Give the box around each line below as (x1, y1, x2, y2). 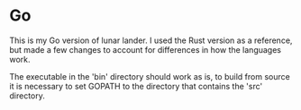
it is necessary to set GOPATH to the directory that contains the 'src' (9, 80, 263, 91)
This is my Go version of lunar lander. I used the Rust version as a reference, (9, 35, 293, 46)
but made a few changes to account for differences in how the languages (9, 44, 282, 55)
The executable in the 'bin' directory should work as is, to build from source (9, 71, 290, 81)
